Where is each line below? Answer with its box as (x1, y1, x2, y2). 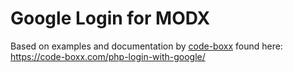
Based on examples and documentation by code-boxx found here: (10, 40, 283, 52)
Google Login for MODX (10, 7, 211, 30)
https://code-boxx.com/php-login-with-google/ (10, 50, 206, 62)
